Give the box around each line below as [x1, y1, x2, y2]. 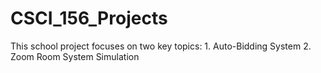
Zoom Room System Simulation [10, 50, 140, 62]
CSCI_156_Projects [10, 7, 168, 30]
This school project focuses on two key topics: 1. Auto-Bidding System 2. [10, 40, 312, 52]
